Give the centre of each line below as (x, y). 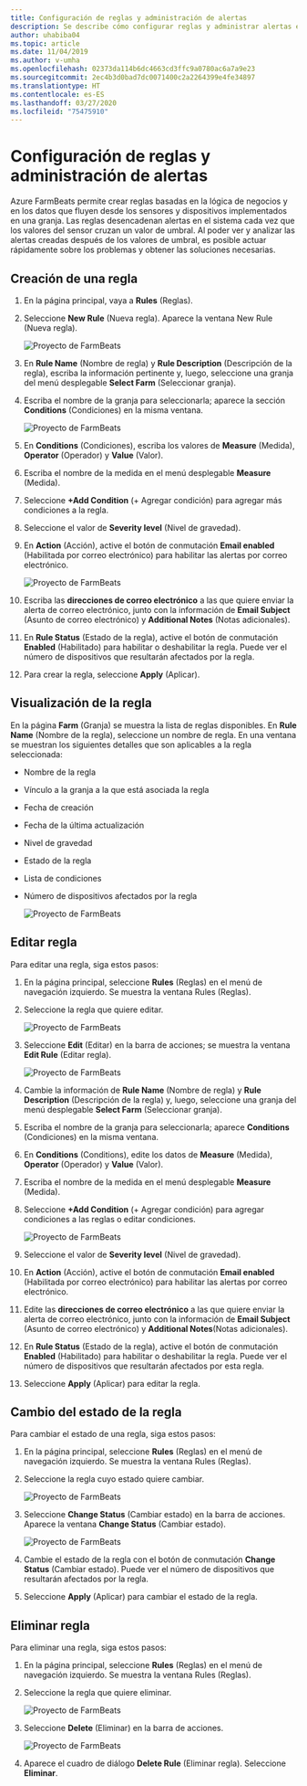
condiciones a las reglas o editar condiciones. (110, 1219)
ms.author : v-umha (45, 60)
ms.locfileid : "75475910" (59, 111)
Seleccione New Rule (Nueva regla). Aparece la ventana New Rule (148, 318)
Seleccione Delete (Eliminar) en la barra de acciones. (123, 1728)
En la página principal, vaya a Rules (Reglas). (108, 301)
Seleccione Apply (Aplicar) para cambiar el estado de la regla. (140, 1597)
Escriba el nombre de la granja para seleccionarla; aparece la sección (154, 400)
